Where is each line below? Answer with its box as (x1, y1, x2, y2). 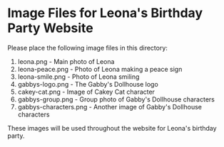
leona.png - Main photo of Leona (17, 57, 115, 65)
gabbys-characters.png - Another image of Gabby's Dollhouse (17, 102, 202, 111)
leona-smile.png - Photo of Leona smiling (17, 72, 140, 81)
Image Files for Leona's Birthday (7, 5, 203, 21)
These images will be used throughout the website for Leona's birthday (7, 124, 217, 132)
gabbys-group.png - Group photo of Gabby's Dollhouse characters (17, 94, 215, 104)
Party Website (7, 20, 94, 36)
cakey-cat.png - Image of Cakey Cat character (17, 87, 156, 96)
